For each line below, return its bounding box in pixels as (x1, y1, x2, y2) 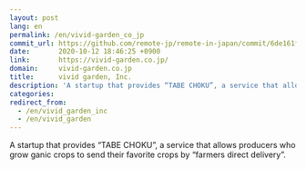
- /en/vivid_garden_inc (17, 106, 107, 115)
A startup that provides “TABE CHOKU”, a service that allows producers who (9, 140, 296, 151)
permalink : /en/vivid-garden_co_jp (9, 30, 145, 39)
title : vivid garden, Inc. (9, 73, 132, 82)
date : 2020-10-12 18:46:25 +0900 (9, 47, 161, 56)
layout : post (9, 13, 59, 23)
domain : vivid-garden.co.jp (9, 65, 132, 74)
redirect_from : (9, 97, 67, 107)
